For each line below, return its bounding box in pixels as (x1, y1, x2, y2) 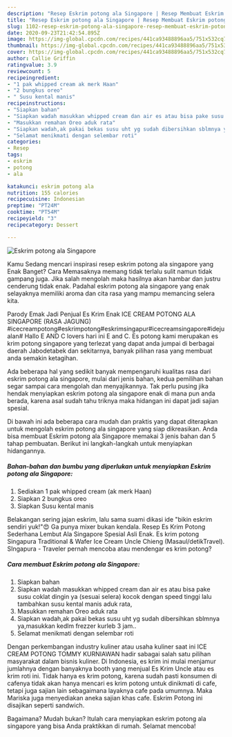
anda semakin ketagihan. (7, 353, 78, 362)
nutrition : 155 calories (7, 189, 79, 197)
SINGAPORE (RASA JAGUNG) (7, 317, 92, 325)
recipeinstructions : (7, 100, 67, 107)
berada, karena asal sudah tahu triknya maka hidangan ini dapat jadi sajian (7, 396, 220, 404)
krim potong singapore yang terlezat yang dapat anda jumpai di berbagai (7, 339, 215, 347)
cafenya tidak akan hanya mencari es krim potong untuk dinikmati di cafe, (7, 679, 217, 687)
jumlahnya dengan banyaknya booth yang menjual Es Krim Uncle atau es (7, 664, 215, 673)
